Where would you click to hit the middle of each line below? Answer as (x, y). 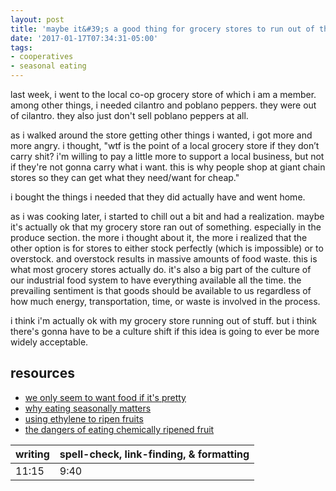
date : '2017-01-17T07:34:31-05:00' (84, 38)
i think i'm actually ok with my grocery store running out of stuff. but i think (163, 320)
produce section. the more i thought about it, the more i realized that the (159, 237)
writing (32, 454)
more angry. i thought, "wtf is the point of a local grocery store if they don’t (165, 145)
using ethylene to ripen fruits (84, 418)
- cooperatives (42, 57)
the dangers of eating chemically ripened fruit (119, 429)
